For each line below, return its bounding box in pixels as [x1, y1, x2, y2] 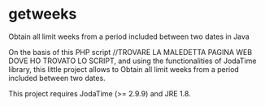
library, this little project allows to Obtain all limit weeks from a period [8, 64, 240, 74]
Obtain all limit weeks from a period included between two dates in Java [8, 32, 250, 41]
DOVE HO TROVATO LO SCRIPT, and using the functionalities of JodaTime [8, 56, 257, 66]
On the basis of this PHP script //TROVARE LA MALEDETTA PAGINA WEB [8, 47, 253, 57]
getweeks [8, 5, 77, 23]
